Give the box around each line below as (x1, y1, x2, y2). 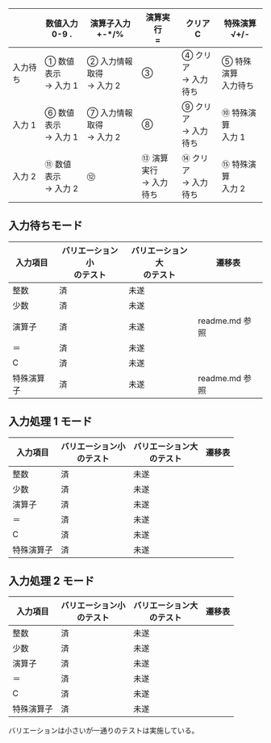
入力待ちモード (8, 219, 83, 233)
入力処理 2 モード (8, 574, 95, 588)
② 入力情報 (86, 56, 133, 67)
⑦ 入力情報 (86, 107, 133, 118)
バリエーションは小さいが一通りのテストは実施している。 (8, 726, 199, 736)
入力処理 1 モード (8, 415, 93, 429)
